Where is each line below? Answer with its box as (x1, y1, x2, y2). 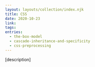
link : (5, 20, 16, 26)
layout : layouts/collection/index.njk (5, 7, 84, 12)
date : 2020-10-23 (5, 16, 40, 21)
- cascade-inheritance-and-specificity (9, 39, 91, 44)
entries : (5, 30, 23, 34)
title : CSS (5, 12, 27, 17)
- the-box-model (9, 34, 42, 39)
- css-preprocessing (9, 43, 51, 48)
